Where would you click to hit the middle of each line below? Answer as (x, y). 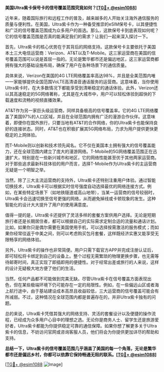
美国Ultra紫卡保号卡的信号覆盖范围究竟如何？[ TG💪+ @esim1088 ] (71, 8)
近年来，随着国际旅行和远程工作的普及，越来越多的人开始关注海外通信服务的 (82, 18)
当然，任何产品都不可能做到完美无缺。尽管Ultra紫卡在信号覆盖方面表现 (76, 279)
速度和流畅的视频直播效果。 (37, 100)
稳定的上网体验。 (22, 135)
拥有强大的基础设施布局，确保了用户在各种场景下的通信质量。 (67, 65)
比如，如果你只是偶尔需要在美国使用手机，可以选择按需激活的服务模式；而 (80, 227)
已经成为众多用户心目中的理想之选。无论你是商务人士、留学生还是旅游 (84, 320)
